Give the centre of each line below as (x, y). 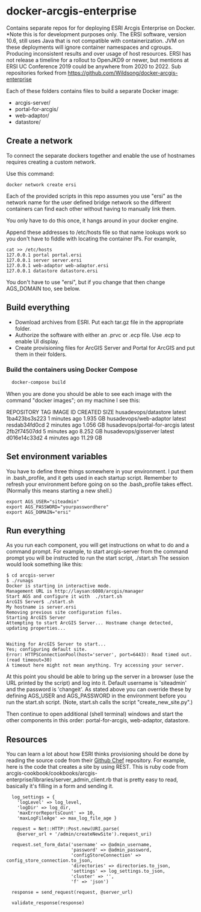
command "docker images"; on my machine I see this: (73, 400)
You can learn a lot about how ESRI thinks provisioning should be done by (97, 754)
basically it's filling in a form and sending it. (60, 786)
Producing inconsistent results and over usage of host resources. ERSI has (99, 53)
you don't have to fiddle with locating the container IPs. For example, (91, 238)
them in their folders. (41, 354)
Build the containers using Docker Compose (72, 370)
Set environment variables (57, 457)
